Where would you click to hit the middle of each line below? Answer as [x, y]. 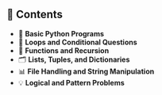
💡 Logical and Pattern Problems [71, 82]
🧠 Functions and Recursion [64, 50]
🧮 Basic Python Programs [61, 33]
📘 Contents [35, 15]
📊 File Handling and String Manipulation [86, 71]
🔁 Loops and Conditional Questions [77, 42]
